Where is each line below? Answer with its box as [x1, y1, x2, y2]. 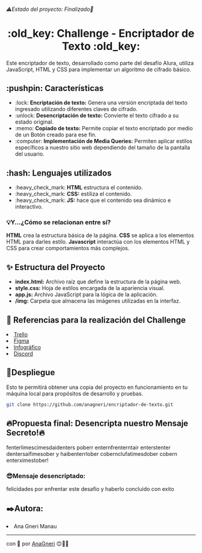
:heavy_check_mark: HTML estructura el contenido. [14, 184, 143, 191]
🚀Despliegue [6, 367, 55, 378]
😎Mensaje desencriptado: [6, 472, 86, 480]
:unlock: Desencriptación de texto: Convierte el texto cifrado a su [14, 112, 179, 119]
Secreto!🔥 [6, 428, 45, 438]
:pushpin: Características [6, 83, 104, 93]
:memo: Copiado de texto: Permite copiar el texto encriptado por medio [14, 125, 194, 132]
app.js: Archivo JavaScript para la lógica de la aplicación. [14, 291, 158, 299]
